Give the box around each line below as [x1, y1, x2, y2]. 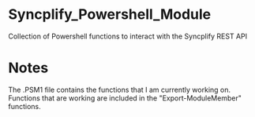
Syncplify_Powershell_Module [8, 5, 212, 24]
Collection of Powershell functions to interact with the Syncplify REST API [8, 31, 247, 41]
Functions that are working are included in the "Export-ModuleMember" [8, 93, 242, 103]
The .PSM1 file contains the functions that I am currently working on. [8, 85, 231, 94]
